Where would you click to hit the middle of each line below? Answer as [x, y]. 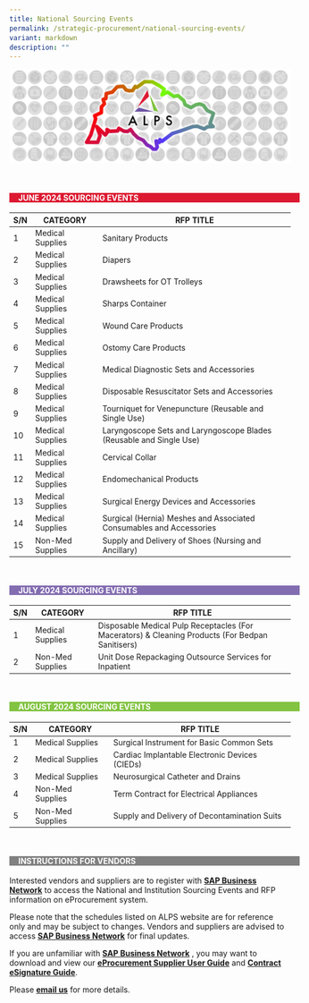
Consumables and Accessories [159, 528]
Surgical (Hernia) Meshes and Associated [179, 518]
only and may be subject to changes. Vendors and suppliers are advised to [147, 927]
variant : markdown [43, 38]
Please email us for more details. [70, 990]
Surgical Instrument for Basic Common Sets [193, 742]
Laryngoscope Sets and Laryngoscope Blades [187, 430]
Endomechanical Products [150, 480]
